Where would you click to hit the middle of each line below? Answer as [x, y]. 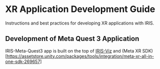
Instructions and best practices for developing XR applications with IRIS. [80, 23]
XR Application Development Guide [80, 9]
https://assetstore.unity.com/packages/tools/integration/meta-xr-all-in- [81, 56]
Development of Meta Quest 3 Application [72, 39]
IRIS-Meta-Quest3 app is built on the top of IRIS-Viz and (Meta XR [73, 50]
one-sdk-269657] [24, 61]
